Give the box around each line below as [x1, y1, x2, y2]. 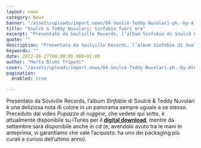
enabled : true [11, 75, 47, 81]
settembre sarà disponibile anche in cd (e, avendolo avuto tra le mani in [6, 123, 182, 130]
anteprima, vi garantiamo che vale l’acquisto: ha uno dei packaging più [6, 129, 180, 137]
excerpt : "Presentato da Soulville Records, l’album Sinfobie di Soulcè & [6, 31, 197, 37]
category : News [6, 14, 44, 20]
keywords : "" [6, 48, 39, 54]
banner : [6, 20, 26, 26]
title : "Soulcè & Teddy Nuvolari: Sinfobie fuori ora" [6, 25, 146, 32]
